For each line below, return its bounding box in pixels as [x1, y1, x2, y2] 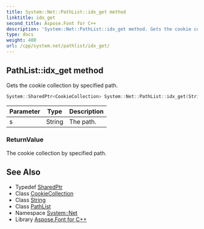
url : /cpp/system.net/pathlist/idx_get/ [6, 43, 110, 49]
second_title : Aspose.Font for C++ [6, 20, 97, 26]
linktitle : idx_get [6, 15, 56, 21]
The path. [69, 117, 97, 125]
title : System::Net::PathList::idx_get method [6, 9, 126, 15]
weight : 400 [6, 37, 36, 43]
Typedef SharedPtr [15, 183, 63, 191]
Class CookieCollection [15, 189, 74, 197]
